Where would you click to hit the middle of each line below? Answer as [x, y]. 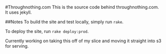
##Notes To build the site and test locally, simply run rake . [64, 22]
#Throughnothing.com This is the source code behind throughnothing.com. [82, 7]
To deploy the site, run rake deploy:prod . [47, 31]
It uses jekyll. [19, 12]
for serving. [17, 46]
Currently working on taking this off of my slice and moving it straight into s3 [83, 41]
